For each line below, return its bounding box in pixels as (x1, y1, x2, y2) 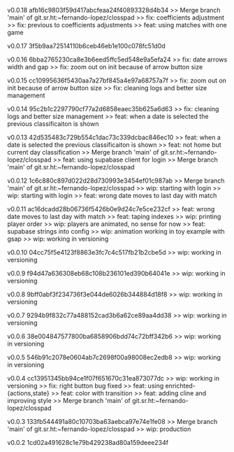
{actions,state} (7, 389, 50, 397)
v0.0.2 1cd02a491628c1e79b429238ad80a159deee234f (7, 439, 169, 446)
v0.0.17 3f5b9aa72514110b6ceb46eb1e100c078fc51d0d (7, 42, 166, 50)
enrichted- (165, 381, 196, 390)
